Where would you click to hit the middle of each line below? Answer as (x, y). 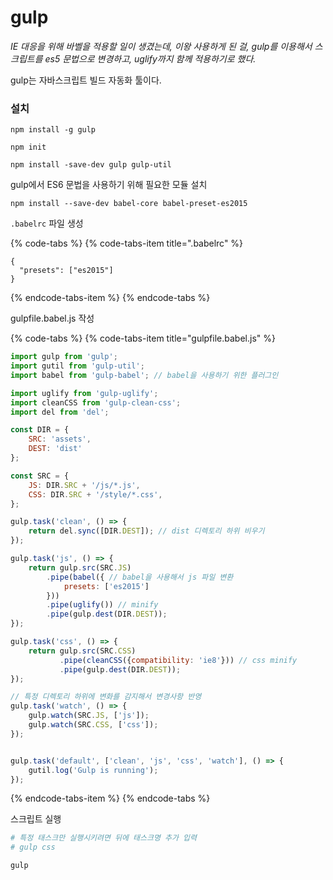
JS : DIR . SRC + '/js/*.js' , (84, 485)
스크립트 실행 (36, 819)
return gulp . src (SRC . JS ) (80, 567)
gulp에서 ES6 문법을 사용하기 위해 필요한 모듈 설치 (109, 185)
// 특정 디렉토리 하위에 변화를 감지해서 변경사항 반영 (106, 697)
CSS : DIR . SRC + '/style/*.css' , (95, 494)
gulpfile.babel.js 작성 (52, 318)
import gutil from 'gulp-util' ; (77, 366)
